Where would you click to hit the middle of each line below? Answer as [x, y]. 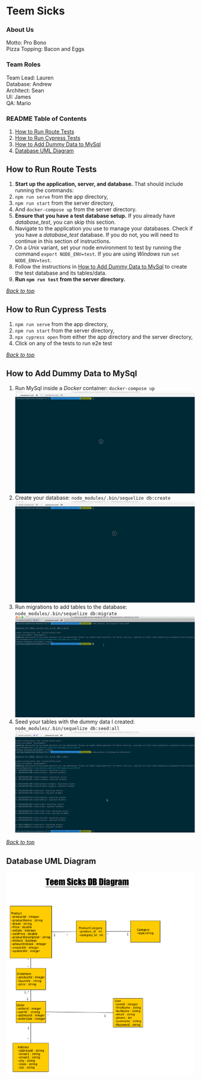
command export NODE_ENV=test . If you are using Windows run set [97, 254]
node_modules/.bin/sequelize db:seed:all [67, 729]
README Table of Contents [46, 118]
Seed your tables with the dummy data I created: [75, 722]
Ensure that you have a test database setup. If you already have [95, 215]
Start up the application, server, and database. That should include [99, 184]
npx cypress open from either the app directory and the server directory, [104, 337]
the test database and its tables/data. [61, 273]
